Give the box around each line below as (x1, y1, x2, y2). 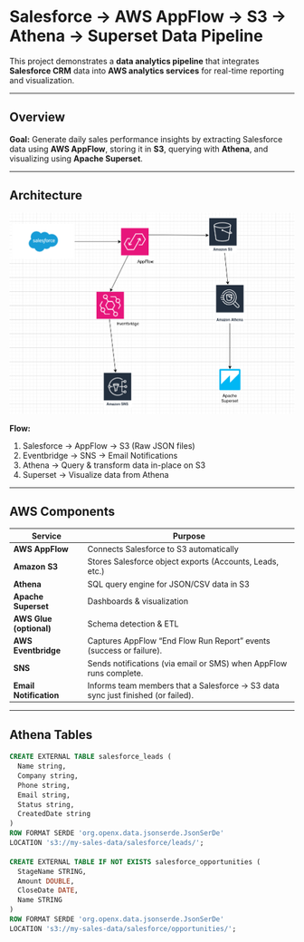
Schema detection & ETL (87, 618, 179, 629)
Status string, (17, 800, 75, 809)
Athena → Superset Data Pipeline (9, 25, 264, 46)
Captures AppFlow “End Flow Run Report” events (87, 636, 271, 646)
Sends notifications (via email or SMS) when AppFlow (87, 657, 288, 668)
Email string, (17, 791, 71, 800)
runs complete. (87, 667, 144, 678)
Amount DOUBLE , (17, 877, 75, 886)
